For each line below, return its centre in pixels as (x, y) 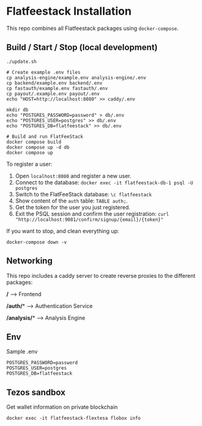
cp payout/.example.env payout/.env (53, 94)
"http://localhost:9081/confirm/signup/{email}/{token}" (89, 219)
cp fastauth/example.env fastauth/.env (57, 88)
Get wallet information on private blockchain (62, 407)
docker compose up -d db (38, 147)
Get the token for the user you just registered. (73, 207)
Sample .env (22, 352)
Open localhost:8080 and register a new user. (73, 176)
